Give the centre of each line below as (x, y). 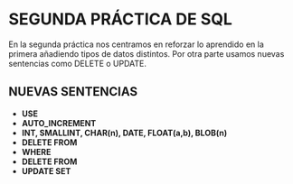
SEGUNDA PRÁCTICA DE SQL (120, 19)
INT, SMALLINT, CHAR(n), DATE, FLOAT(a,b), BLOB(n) (124, 133)
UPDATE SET (46, 170)
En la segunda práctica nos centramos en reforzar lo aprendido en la (136, 44)
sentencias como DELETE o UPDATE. (77, 63)
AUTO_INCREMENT (59, 123)
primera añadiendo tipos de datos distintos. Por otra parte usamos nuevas (146, 53)
